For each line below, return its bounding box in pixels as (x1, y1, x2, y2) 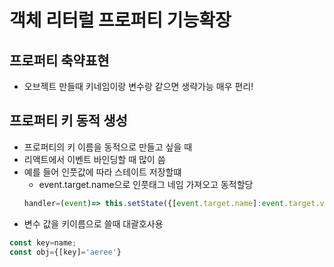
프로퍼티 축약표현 (9, 52, 110, 69)
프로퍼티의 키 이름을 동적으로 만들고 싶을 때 (23, 141, 193, 153)
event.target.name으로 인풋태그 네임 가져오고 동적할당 (38, 178, 254, 190)
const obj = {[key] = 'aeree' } (9, 247, 122, 257)
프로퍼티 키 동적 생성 (9, 112, 128, 130)
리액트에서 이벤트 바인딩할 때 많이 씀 (23, 153, 166, 165)
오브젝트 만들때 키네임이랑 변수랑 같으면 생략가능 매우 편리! (23, 81, 254, 92)
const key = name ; (9, 237, 77, 248)
